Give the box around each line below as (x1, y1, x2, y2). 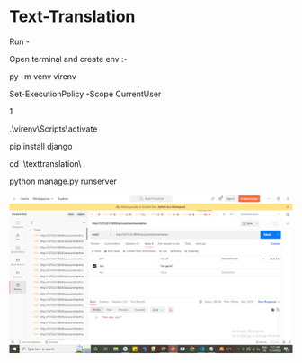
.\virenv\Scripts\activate (9, 123, 98, 134)
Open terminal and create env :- (9, 53, 128, 64)
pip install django (9, 141, 73, 151)
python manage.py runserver (9, 176, 117, 186)
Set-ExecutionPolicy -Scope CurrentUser (9, 88, 162, 99)
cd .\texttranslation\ (9, 158, 82, 168)
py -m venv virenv (9, 70, 76, 82)
